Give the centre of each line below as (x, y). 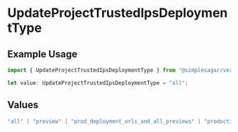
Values (23, 105)
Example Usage (42, 54)
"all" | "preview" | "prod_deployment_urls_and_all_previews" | (104, 121)
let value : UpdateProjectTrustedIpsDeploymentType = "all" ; (98, 83)
